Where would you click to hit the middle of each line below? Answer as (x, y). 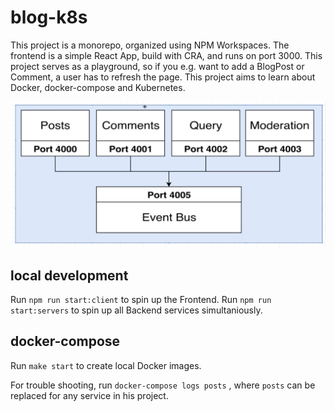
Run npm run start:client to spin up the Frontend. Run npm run (141, 300)
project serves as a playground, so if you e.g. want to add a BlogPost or (157, 66)
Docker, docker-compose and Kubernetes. (98, 87)
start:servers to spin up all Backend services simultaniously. (136, 310)
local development (69, 275)
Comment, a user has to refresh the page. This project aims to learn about (163, 77)
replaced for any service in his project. (89, 395)
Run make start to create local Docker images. (106, 365)
